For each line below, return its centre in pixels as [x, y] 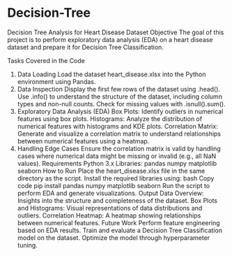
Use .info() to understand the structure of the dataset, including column [120, 97]
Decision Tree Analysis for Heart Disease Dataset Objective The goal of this [116, 32]
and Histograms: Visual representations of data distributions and [110, 208]
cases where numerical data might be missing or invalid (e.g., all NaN [117, 156]
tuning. [28, 245]
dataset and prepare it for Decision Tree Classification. [85, 47]
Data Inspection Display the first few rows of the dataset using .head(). [119, 89]
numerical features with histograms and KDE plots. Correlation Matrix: [117, 126]
